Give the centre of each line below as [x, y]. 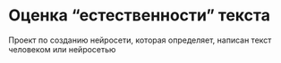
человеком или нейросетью [62, 49]
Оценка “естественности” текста [139, 16]
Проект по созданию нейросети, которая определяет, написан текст [140, 40]
